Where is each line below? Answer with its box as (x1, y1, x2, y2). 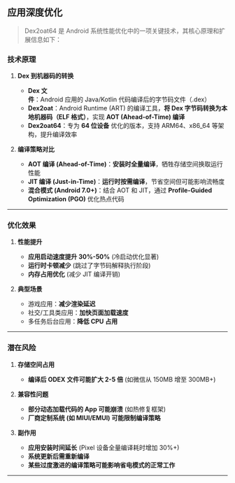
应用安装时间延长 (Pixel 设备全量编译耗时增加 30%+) (27, 443, 180, 452)
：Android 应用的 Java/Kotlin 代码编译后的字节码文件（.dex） (34, 95, 211, 103)
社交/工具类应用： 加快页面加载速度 (27, 308, 129, 317)
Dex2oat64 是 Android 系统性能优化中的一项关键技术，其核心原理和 (24, 27, 220, 35)
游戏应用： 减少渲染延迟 (27, 300, 96, 308)
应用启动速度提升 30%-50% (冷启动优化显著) (27, 252, 159, 261)
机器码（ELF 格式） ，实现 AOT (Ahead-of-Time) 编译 (34, 113, 185, 121)
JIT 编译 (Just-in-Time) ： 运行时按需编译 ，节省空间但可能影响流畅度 (27, 178, 225, 186)
